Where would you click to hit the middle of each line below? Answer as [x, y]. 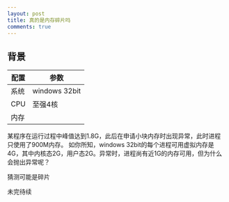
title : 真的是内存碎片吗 [39, 20]
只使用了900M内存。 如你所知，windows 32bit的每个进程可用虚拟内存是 [111, 145]
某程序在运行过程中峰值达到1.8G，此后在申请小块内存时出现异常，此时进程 [114, 136]
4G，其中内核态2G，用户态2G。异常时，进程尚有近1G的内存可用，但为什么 [115, 153]
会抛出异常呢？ [29, 162]
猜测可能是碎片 [29, 177]
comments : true [29, 26]
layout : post [26, 14]
